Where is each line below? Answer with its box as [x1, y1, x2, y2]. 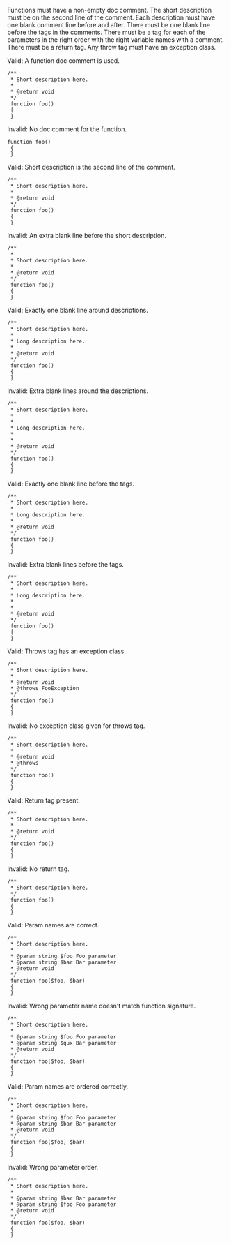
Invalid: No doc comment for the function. [7, 125, 127, 133]
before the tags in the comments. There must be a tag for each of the [7, 28, 206, 36]
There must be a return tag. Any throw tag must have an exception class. [7, 43, 216, 51]
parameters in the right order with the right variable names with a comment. [7, 36, 224, 44]
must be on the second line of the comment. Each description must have [7, 13, 216, 22]
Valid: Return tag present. [7, 796, 80, 805]
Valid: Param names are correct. [7, 921, 99, 929]
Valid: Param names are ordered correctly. [7, 1082, 129, 1091]
